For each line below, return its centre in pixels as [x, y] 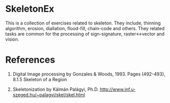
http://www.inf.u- [118, 89]
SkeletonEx [30, 9]
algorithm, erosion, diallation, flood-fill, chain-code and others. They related [85, 28]
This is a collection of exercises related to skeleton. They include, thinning [83, 23]
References [30, 60]
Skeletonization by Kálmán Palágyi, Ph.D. [56, 89]
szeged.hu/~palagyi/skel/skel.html [49, 94]
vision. [12, 39]
